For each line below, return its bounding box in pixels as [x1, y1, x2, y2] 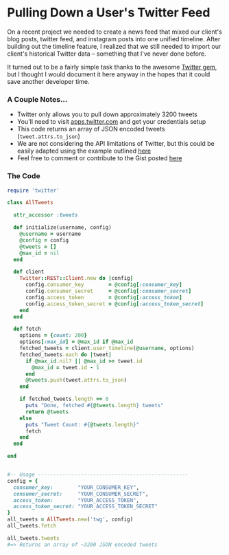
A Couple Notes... [7, 94, 68, 104]
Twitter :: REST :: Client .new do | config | [19, 275, 134, 282]
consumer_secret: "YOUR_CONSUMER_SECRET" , [13, 490, 149, 497]
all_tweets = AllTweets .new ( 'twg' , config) [7, 516, 134, 523]
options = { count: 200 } [19, 332, 88, 339]
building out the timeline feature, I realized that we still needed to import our [7, 42, 221, 50]
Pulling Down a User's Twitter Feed [7, 5, 210, 21]
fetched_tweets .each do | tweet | [19, 351, 112, 358]
